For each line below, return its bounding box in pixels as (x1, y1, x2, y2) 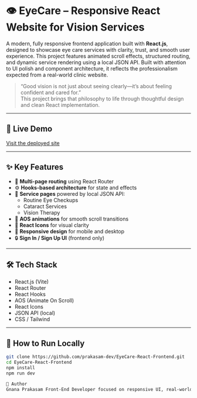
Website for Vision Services (6, 21, 145, 34)
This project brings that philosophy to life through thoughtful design (20, 95, 184, 102)
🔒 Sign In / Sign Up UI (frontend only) (14, 234, 104, 241)
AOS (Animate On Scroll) (14, 297, 74, 304)
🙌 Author (6, 381, 28, 387)
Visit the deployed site (6, 139, 60, 146)
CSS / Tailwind (14, 316, 50, 323)
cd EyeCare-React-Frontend (6, 359, 72, 366)
